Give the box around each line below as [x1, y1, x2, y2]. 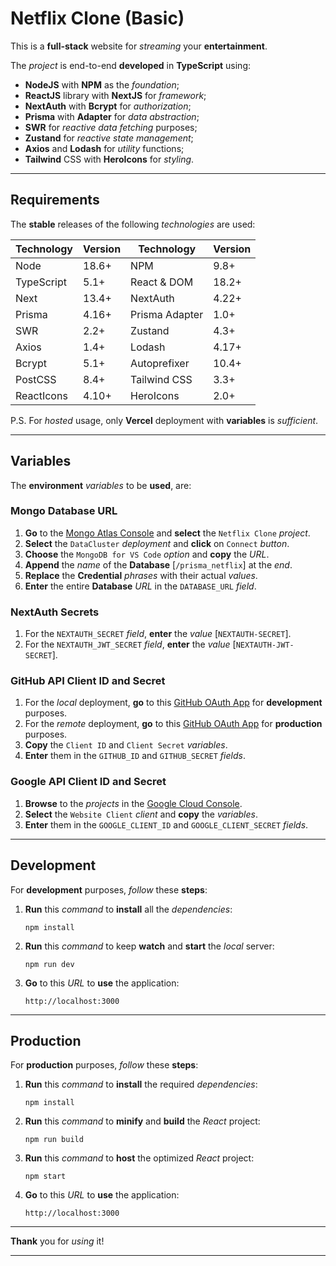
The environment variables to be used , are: [10, 479, 192, 491]
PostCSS [15, 372, 57, 386]
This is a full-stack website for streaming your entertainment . [10, 40, 268, 52]
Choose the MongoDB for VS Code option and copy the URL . [24, 548, 270, 560]
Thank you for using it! [10, 1235, 105, 1247]
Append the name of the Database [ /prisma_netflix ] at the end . [24, 558, 293, 571]
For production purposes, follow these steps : [10, 1059, 199, 1071]
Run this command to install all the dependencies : [24, 903, 233, 915]
